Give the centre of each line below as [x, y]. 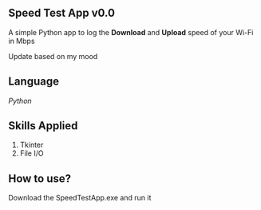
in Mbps [22, 41]
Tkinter [32, 145]
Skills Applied [43, 126]
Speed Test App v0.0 [62, 13]
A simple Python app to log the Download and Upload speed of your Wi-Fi [131, 32]
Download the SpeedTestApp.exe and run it [80, 198]
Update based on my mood [53, 56]
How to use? [40, 178]
